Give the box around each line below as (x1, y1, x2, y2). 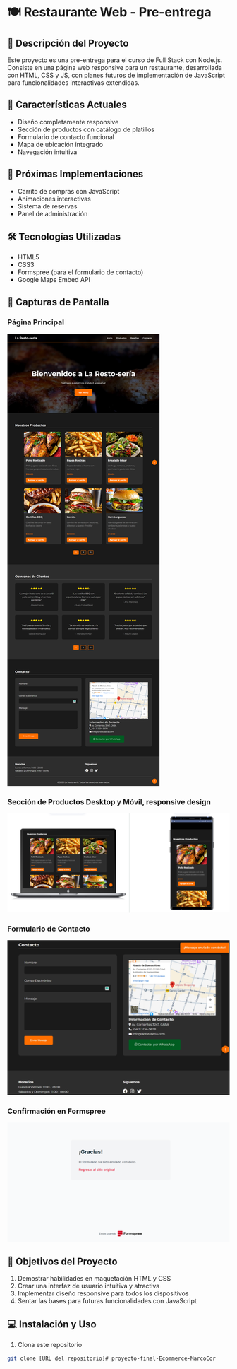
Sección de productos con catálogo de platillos (17, 125, 155, 134)
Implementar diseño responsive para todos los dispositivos (17, 1289, 189, 1298)
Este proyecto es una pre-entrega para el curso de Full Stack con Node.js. (7, 56, 223, 64)
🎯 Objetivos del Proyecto (7, 1256, 118, 1267)
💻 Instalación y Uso (7, 1318, 97, 1330)
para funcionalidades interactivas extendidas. (7, 78, 140, 87)
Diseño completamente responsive (17, 117, 119, 126)
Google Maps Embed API (17, 276, 90, 284)
